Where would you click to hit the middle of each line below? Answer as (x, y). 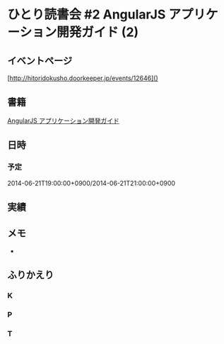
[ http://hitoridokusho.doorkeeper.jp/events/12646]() (83, 78)
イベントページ (40, 61)
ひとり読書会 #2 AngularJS (87, 15)
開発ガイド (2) (98, 32)
